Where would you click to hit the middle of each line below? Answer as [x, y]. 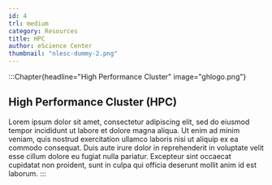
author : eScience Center [50, 46]
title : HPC [27, 39]
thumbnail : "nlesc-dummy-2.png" [63, 54]
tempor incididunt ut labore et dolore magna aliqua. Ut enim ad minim [124, 130]
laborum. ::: [28, 173]
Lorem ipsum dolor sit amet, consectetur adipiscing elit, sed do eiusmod [129, 122]
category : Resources [43, 31]
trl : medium [28, 24]
